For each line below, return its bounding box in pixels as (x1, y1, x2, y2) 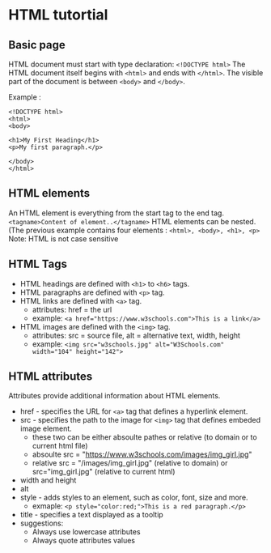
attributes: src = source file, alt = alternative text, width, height (32, 330, 241, 340)
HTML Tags (8, 257, 67, 271)
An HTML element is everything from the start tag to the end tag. (8, 208, 225, 218)
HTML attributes (8, 370, 93, 384)
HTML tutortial (8, 6, 108, 24)
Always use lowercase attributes (32, 527, 141, 537)
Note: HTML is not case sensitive (8, 233, 119, 244)
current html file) (32, 441, 88, 451)
